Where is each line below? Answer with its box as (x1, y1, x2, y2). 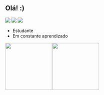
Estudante (12, 27, 33, 33)
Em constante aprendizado (12, 32, 68, 39)
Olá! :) (5, 4, 25, 12)
